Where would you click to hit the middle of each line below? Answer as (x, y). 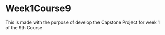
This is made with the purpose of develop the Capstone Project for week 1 (82, 22)
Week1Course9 (38, 9)
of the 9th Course (24, 27)
